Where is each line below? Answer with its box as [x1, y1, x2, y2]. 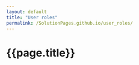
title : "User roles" [6, 14, 58, 20]
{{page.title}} [6, 46, 75, 60]
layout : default [6, 8, 47, 15]
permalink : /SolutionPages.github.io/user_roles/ [6, 20, 134, 26]
